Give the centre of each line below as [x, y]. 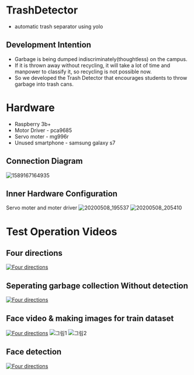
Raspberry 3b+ [33, 124]
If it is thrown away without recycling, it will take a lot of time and [92, 65]
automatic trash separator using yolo [59, 26]
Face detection [34, 352]
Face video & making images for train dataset [90, 318]
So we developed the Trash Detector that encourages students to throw [101, 77]
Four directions [34, 253]
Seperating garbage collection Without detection [97, 286]
